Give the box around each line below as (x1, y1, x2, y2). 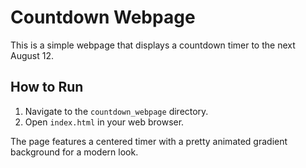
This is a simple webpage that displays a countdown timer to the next (10, 39, 296, 51)
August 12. (10, 49, 54, 61)
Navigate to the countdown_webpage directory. (24, 105, 209, 117)
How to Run (10, 79, 84, 96)
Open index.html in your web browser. (24, 116, 185, 128)
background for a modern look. (10, 146, 139, 158)
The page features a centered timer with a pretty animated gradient (10, 135, 288, 147)
